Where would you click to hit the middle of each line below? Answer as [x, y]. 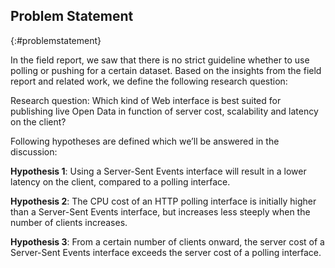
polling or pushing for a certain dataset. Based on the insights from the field [166, 70]
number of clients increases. [69, 222]
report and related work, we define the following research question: [149, 81]
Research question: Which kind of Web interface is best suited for [146, 100]
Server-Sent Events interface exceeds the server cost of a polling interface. [166, 252]
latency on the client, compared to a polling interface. [120, 181]
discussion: [34, 151]
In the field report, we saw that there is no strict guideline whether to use [160, 60]
